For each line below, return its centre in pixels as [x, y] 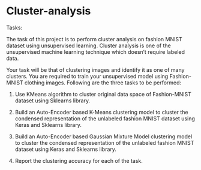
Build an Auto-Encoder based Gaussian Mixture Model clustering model [103, 136]
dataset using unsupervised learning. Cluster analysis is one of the [88, 45]
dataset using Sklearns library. [52, 101]
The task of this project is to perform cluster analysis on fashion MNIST [94, 39]
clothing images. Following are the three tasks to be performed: [103, 83]
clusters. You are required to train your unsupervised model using [87, 76]
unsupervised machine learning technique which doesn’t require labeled [95, 51]
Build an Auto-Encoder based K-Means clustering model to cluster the [101, 112]
